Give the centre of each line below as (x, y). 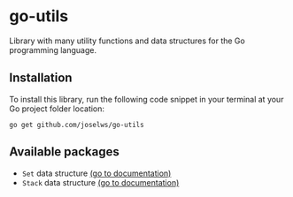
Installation (41, 78)
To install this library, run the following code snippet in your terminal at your (146, 99)
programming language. (53, 49)
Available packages (64, 152)
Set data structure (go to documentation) (96, 173)
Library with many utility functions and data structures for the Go (127, 41)
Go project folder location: (57, 109)
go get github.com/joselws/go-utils (77, 125)
